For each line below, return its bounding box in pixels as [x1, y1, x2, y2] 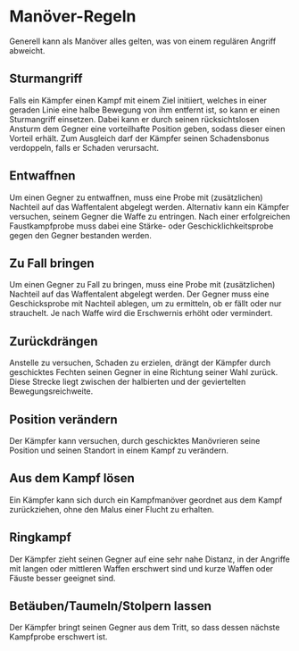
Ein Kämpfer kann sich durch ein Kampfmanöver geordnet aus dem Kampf [9, 494, 283, 505]
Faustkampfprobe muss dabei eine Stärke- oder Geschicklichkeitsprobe [9, 221, 274, 231]
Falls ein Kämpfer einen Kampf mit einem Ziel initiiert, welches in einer [9, 95, 268, 105]
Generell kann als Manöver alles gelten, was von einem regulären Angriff [9, 36, 277, 46]
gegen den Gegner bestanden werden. [9, 230, 152, 240]
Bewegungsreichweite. [9, 386, 94, 396]
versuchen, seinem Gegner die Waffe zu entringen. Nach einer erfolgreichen [9, 211, 291, 221]
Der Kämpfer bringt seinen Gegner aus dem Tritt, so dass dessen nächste [9, 622, 280, 633]
